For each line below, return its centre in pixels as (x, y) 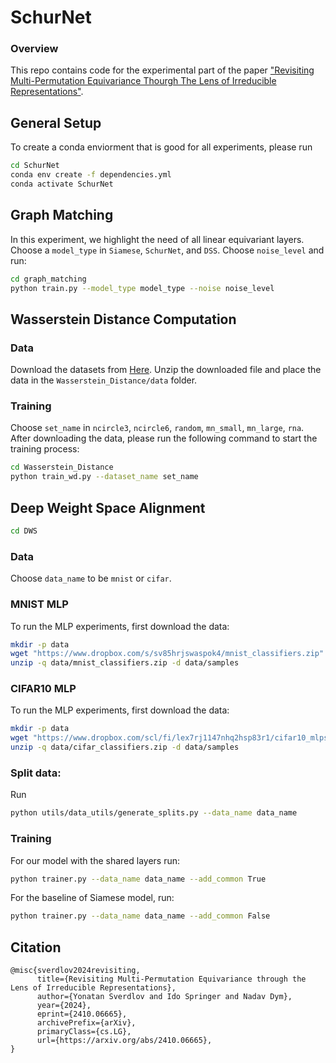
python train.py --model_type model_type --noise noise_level (142, 288)
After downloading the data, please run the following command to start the (164, 438)
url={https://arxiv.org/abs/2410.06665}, (124, 1041)
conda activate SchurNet (62, 184)
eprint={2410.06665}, (82, 1014)
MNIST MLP (39, 604)
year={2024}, (64, 1006)
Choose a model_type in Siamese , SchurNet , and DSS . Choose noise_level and (167, 250)
